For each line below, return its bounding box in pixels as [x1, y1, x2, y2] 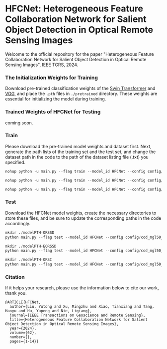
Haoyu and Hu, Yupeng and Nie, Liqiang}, [5, 309, 92, 314]
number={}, [9, 335, 32, 340]
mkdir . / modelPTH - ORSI [5, 257, 52, 262]
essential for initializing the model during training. [5, 96, 106, 102]
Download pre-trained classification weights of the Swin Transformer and [5, 86, 156, 91]
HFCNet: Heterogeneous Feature [5, 3, 143, 14]
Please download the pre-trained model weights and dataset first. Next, [5, 143, 152, 149]
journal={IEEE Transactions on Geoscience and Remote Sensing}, [9, 313, 146, 318]
